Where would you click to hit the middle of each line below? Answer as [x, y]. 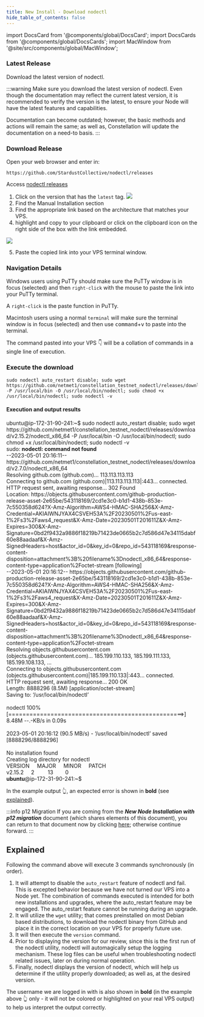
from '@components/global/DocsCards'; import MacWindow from [89, 41]
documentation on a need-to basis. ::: [53, 133]
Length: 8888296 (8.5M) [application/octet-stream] [71, 688]
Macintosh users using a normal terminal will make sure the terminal [92, 318]
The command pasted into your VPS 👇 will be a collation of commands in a [100, 343]
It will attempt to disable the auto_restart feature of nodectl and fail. [100, 882]
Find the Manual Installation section [59, 203]
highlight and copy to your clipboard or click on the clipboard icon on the [106, 223]
